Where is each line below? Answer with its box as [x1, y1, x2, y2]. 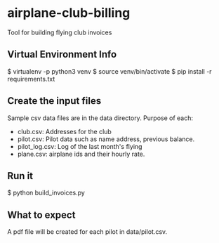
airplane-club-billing [7, 5, 131, 21]
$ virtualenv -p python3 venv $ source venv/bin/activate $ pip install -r [7, 67, 212, 75]
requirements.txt [7, 74, 55, 83]
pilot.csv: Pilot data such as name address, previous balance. [17, 135, 195, 143]
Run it [7, 170, 34, 182]
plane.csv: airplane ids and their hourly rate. [17, 150, 145, 158]
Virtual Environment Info [7, 48, 117, 60]
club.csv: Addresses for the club [17, 127, 112, 136]
